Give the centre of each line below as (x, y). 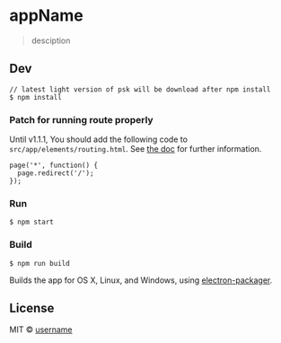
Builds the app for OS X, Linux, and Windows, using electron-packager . (141, 280)
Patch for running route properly (82, 119)
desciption (51, 40)
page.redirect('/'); (56, 173)
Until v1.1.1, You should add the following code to (99, 139)
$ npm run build (40, 263)
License (32, 308)
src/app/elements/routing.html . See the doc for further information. (136, 149)
